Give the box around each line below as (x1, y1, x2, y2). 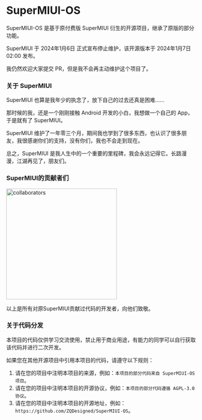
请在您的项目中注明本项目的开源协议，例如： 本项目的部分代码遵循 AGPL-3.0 (14, 384, 195, 392)
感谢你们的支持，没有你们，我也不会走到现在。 (26, 137, 143, 145)
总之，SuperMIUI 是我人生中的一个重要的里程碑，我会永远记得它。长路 (6, 150, 182, 157)
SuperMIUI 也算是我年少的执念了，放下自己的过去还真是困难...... (6, 96, 165, 104)
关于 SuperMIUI (6, 81, 52, 90)
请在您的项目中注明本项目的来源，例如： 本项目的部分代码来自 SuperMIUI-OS (14, 369, 195, 377)
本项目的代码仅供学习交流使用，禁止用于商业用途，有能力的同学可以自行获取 (6, 336, 196, 343)
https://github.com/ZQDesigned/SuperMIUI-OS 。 (14, 407, 134, 414)
